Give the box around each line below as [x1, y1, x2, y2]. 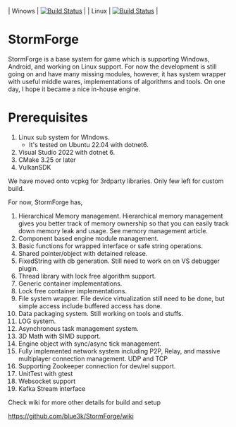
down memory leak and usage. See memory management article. [18, 226, 209, 235]
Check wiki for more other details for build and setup [8, 398, 161, 406]
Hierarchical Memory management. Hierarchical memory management [18, 211, 223, 220]
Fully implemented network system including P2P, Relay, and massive [18, 346, 221, 355]
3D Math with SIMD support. [18, 332, 101, 340]
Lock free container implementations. [18, 286, 128, 295]
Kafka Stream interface [18, 384, 86, 392]
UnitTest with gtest [18, 369, 73, 378]
